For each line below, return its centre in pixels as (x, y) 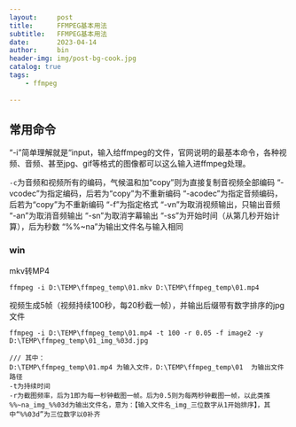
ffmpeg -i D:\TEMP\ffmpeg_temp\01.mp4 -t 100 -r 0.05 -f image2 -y (136, 333)
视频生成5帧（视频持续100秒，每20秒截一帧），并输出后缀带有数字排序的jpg (147, 305)
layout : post (41, 17)
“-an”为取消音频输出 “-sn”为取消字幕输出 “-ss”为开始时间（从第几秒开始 (141, 216)
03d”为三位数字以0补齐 (64, 414)
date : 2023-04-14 (53, 42)
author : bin (39, 50)
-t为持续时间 (30, 386)
